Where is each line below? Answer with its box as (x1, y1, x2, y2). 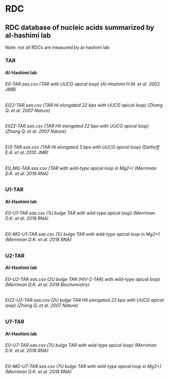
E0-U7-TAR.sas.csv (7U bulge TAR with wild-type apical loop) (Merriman (5, 342, 157, 348)
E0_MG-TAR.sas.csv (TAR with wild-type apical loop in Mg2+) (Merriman (5, 165, 157, 171)
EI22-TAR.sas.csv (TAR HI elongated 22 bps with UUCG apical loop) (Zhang (5, 102, 163, 108)
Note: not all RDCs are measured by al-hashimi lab (5, 44, 110, 50)
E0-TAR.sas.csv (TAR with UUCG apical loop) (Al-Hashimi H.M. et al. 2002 (5, 81, 160, 87)
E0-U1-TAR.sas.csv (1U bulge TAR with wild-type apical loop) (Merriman (5, 210, 155, 216)
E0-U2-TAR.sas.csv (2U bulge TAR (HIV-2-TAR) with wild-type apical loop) (5, 276, 160, 282)
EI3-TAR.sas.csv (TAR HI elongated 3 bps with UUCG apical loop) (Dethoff (5, 144, 160, 150)
